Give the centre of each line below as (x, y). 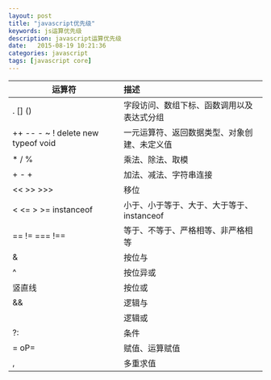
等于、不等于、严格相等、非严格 (184, 230)
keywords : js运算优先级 (45, 31)
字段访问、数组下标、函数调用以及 (188, 105)
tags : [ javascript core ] (50, 61)
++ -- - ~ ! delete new (56, 132)
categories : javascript (48, 53)
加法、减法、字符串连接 (168, 174)
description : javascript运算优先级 (65, 38)
